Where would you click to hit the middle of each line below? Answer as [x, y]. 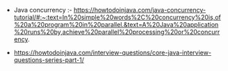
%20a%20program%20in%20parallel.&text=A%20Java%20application [116, 24]
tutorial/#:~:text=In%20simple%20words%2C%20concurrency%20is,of [117, 17]
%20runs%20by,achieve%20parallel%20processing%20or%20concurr [117, 32]
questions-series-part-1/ [49, 60]
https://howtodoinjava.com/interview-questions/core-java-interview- [113, 52]
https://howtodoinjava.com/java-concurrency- [140, 10]
